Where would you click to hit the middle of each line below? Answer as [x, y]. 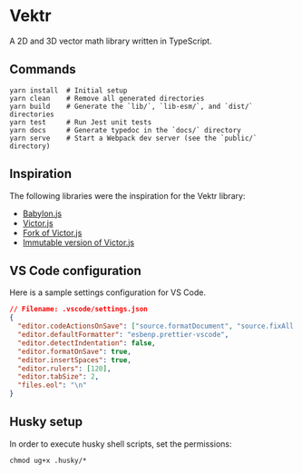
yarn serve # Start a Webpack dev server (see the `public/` [133, 138]
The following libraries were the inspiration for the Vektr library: [127, 195]
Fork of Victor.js [52, 232]
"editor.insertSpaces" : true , [74, 360]
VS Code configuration [76, 270]
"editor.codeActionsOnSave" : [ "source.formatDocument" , [125, 326]
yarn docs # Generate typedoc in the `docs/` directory [126, 130]
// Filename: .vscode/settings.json [78, 310]
